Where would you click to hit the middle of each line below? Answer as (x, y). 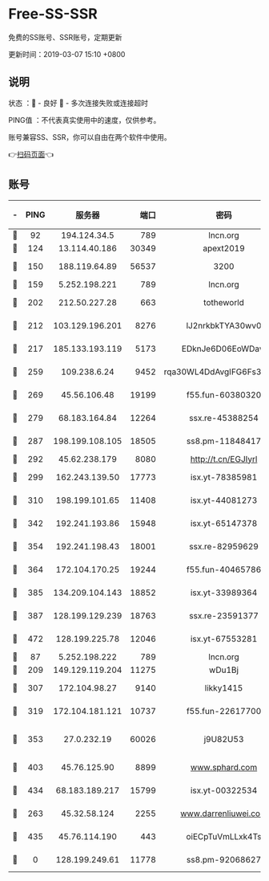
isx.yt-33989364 (224, 593)
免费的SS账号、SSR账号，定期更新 (65, 37)
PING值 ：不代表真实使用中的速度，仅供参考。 (84, 120)
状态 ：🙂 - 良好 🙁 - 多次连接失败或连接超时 (78, 103)
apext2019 (224, 248)
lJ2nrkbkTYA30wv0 (224, 325)
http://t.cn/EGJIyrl (224, 459)
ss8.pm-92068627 (224, 859)
